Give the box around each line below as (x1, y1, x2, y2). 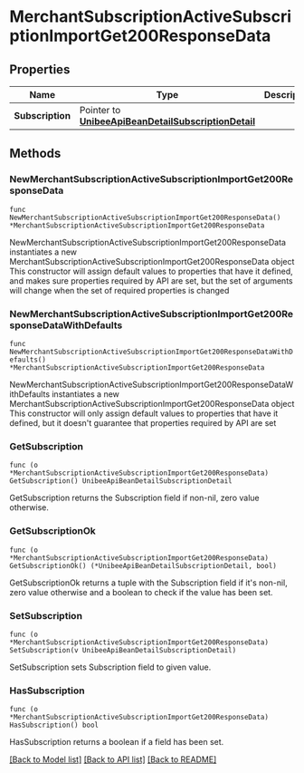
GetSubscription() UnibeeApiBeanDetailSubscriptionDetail (9, 477, 233, 486)
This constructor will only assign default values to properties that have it (9, 408, 279, 419)
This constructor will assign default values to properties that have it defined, (9, 266, 294, 276)
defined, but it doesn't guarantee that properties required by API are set (9, 417, 277, 428)
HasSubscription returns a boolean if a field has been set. (9, 737, 224, 748)
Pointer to (79, 104, 121, 116)
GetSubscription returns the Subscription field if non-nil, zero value (9, 492, 260, 504)
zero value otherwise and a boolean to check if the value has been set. (9, 586, 273, 597)
